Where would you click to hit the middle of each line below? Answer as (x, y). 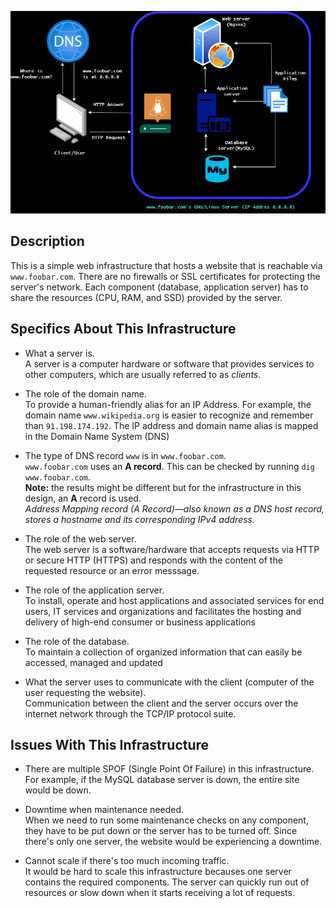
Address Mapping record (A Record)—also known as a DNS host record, (174, 508)
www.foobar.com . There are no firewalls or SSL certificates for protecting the (165, 276)
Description (47, 241)
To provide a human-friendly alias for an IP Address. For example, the (168, 404)
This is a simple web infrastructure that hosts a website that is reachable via (166, 265)
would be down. (58, 790)
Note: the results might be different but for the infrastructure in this (163, 487)
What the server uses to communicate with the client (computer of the (169, 682)
